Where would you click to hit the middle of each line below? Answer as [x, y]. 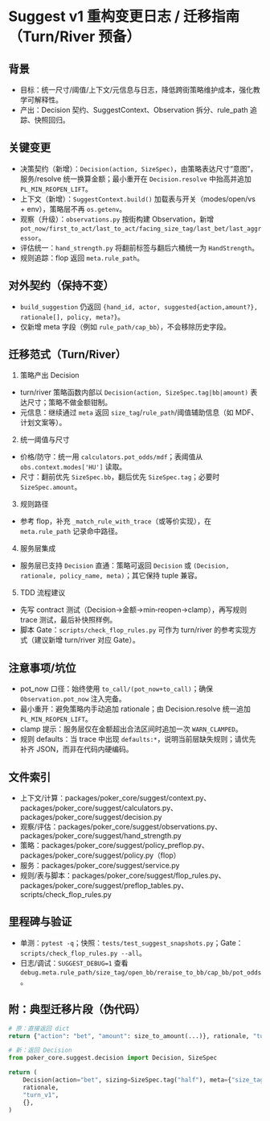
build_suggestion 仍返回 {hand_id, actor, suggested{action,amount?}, [139, 306]
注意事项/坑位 [42, 668]
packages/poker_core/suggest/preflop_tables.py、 [104, 886]
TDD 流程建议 [43, 593]
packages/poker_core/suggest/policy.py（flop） [100, 855]
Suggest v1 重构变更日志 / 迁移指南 [124, 17]
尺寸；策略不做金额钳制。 [70, 403]
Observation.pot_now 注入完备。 [73, 699]
